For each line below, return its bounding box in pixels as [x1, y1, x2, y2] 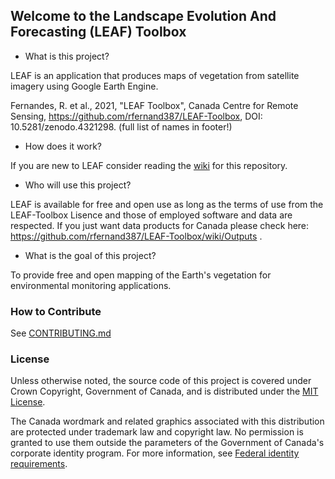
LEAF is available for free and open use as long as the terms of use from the [10, 198, 324, 210]
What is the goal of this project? [24, 249, 157, 261]
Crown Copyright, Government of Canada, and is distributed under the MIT [10, 385, 319, 398]
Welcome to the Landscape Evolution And [10, 8, 277, 25]
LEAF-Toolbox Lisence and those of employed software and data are [10, 209, 293, 221]
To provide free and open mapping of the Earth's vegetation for [10, 269, 272, 281]
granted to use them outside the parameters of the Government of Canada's [10, 437, 325, 449]
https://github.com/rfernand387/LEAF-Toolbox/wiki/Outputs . [10, 230, 263, 242]
